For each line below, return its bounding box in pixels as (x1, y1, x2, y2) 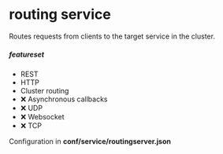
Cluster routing (20, 86, 69, 95)
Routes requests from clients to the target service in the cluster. (9, 31, 216, 41)
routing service (9, 5, 111, 24)
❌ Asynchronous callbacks (20, 94, 108, 104)
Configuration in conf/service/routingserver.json (9, 136, 172, 146)
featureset (9, 49, 45, 59)
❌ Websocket (20, 112, 65, 121)
